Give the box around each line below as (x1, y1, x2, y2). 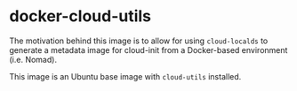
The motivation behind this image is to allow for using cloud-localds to (9, 35, 269, 46)
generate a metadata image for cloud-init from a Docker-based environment (9, 44, 288, 55)
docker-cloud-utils (9, 6, 152, 27)
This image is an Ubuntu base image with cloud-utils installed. (9, 71, 242, 81)
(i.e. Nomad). (9, 54, 58, 64)
